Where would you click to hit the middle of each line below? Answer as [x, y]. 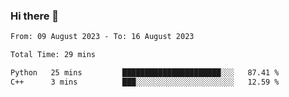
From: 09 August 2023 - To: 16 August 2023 [102, 37]
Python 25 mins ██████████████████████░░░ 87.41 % [145, 73]
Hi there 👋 [35, 16]
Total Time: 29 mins [53, 55]
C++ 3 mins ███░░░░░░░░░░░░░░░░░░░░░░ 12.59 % [145, 82]
